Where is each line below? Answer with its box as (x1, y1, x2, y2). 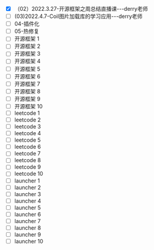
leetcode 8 (14, 157, 41, 164)
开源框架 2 (14, 42, 41, 50)
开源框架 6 (14, 72, 41, 80)
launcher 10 (14, 238, 43, 245)
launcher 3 (14, 190, 41, 197)
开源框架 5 (14, 65, 41, 72)
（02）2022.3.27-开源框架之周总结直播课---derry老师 (14, 5, 148, 12)
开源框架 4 (14, 57, 41, 65)
